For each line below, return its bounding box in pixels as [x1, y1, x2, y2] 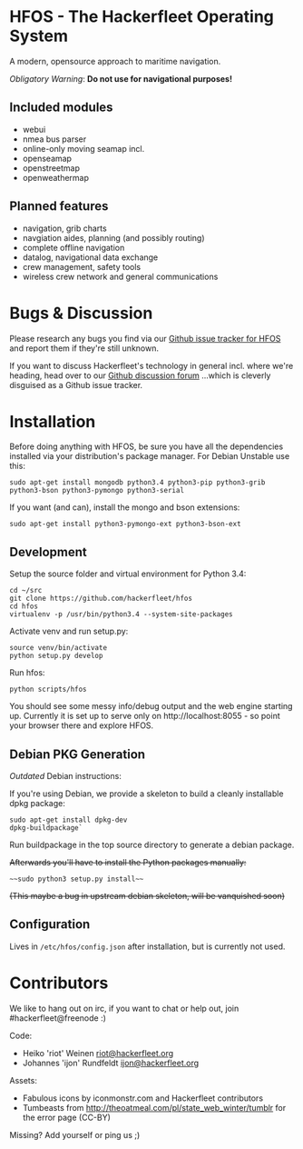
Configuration [9, 916, 91, 933]
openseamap [22, 153, 73, 164]
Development [9, 544, 88, 560]
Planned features [9, 198, 109, 215]
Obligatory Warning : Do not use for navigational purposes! [9, 73, 233, 84]
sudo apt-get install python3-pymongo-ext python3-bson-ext [9, 520, 242, 529]
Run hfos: [9, 667, 45, 678]
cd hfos [9, 602, 39, 611]
